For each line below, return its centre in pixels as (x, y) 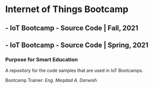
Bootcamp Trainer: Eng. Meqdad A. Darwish (51, 80)
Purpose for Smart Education (42, 59)
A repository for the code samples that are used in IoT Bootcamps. (74, 71)
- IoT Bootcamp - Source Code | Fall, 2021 (72, 28)
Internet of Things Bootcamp (67, 9)
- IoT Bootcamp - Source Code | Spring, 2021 (77, 45)
